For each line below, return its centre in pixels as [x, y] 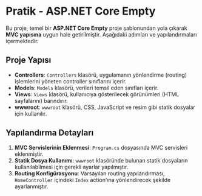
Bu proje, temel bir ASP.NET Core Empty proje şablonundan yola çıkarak [96, 28]
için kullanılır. [31, 113]
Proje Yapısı [29, 60]
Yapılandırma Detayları [50, 133]
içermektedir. [22, 41]
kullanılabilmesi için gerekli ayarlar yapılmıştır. [71, 167]
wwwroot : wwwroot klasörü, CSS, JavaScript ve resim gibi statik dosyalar [105, 107]
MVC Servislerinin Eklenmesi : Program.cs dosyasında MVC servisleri [101, 147]
